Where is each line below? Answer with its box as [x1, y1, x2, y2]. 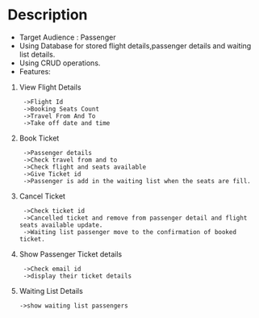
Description [7, 6, 88, 24]
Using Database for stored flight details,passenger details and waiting [19, 40, 252, 50]
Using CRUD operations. [19, 58, 101, 68]
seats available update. [19, 220, 103, 229]
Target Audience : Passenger [19, 32, 116, 42]
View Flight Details [19, 82, 81, 92]
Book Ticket [19, 133, 60, 143]
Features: [19, 66, 52, 76]
